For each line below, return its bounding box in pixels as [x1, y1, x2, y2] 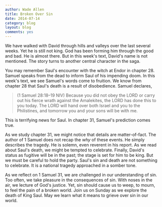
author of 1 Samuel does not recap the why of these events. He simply [5, 137, 145, 143]
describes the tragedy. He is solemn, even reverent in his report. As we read [5, 142, 157, 148]
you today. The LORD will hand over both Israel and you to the [16, 103, 140, 108]
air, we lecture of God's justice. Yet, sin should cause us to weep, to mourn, [5, 182, 156, 188]
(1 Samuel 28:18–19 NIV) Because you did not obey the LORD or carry [16, 92, 155, 98]
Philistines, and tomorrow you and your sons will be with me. [16, 108, 138, 114]
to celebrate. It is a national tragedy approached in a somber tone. [5, 163, 137, 168]
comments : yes [5, 30, 34, 34]
